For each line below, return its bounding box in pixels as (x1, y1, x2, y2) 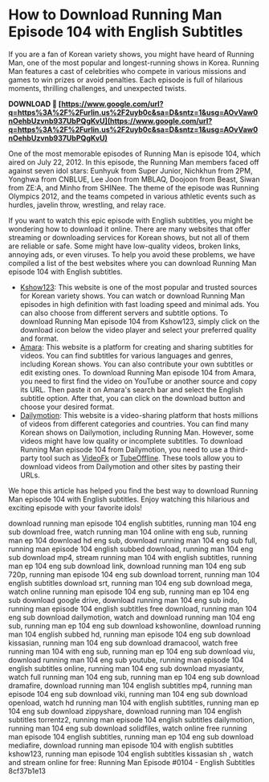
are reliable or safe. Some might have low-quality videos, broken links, (8, 241, 241, 251)
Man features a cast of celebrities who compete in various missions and (8, 66, 247, 76)
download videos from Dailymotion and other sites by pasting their (19, 461, 241, 471)
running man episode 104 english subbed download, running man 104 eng (8, 544, 254, 554)
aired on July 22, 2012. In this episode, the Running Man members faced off (8, 157, 259, 166)
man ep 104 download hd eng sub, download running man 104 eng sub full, (8, 535, 258, 545)
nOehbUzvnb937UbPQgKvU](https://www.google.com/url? (8, 116, 213, 125)
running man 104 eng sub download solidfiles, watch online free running (8, 723, 247, 733)
